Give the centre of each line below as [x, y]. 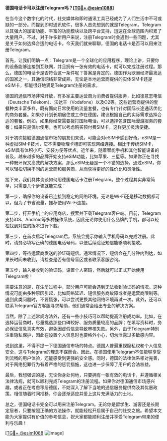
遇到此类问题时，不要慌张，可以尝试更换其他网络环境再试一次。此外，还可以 [83, 299]
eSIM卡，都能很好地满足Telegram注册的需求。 [53, 85]
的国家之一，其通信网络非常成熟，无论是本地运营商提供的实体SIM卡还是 [79, 79]
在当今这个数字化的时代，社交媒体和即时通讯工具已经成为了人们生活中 [77, 18]
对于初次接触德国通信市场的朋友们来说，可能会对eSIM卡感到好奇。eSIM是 [81, 138]
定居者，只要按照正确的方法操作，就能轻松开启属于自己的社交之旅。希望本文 [83, 411]
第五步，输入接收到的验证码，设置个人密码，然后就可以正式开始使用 [75, 270]
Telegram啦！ [19, 276]
